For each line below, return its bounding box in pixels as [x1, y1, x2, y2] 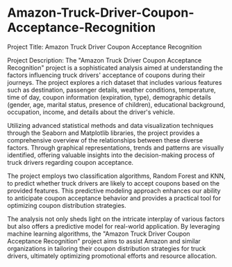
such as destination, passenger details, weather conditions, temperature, [7, 86, 217, 94]
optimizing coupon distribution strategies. [7, 201, 126, 209]
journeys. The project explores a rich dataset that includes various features [7, 78, 222, 86]
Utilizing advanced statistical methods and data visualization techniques [7, 121, 214, 129]
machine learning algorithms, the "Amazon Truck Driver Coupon [7, 229, 190, 238]
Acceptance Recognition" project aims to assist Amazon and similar [7, 236, 201, 245]
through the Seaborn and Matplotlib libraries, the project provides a [7, 129, 200, 137]
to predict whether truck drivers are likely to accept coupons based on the [7, 179, 220, 187]
